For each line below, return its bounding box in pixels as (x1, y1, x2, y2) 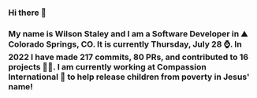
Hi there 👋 (8, 7, 47, 18)
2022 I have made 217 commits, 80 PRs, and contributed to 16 (8, 51, 249, 62)
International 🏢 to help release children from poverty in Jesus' (8, 71, 250, 82)
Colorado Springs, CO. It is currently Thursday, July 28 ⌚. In (8, 39, 242, 50)
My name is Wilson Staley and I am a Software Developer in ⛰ (8, 28, 248, 39)
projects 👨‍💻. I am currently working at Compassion (8, 61, 207, 72)
